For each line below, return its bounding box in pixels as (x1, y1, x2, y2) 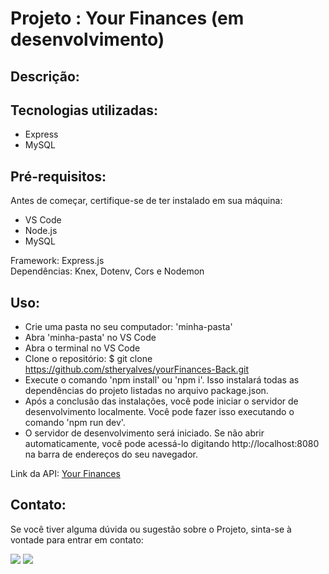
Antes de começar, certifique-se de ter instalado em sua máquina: (10, 195, 283, 207)
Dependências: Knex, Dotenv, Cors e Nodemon (10, 265, 205, 277)
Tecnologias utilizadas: (10, 102, 158, 119)
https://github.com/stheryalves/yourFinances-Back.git (24, 363, 250, 376)
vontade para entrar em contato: (10, 533, 144, 546)
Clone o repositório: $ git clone (24, 353, 153, 365)
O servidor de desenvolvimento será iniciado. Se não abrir (24, 427, 265, 439)
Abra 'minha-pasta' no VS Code (24, 332, 157, 344)
